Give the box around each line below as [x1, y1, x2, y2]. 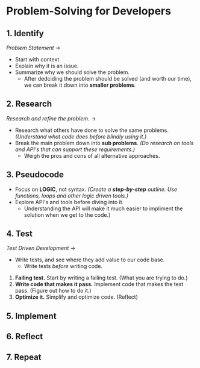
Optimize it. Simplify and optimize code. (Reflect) [14, 293, 139, 301]
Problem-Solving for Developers [6, 4, 172, 18]
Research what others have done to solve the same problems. [14, 126, 169, 134]
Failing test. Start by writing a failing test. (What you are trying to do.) [14, 274, 188, 281]
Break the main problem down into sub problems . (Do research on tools [14, 139, 194, 146]
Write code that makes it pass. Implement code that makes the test [14, 281, 184, 288]
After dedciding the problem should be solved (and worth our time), [23, 75, 192, 82]
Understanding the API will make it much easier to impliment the [23, 205, 183, 212]
